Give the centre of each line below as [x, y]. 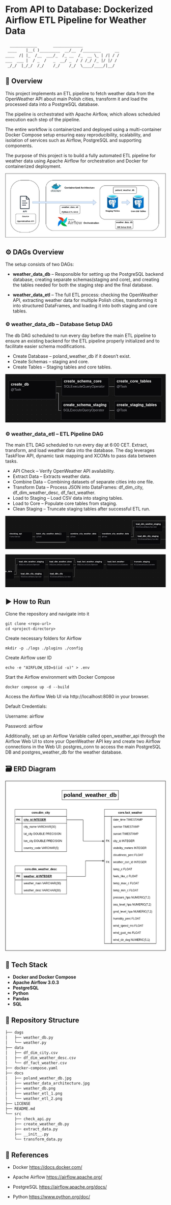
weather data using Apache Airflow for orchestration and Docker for [77, 161]
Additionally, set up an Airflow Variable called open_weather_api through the [85, 736]
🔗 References [27, 1155]
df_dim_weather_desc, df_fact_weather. [54, 493]
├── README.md [20, 1109]
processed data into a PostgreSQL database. [52, 104]
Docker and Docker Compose [44, 977]
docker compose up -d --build [37, 687]
